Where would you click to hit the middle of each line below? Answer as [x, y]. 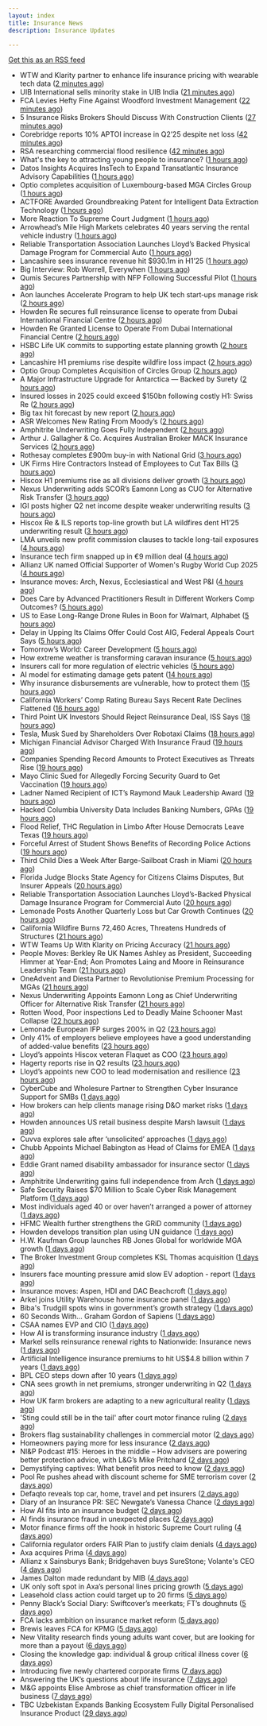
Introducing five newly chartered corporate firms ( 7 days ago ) [121, 1671]
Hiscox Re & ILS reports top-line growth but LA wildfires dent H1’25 [130, 523]
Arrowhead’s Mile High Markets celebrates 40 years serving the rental [134, 227]
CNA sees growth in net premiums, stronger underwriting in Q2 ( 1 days [135, 1384]
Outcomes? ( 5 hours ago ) [62, 607]
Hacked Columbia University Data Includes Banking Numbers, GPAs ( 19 [137, 810]
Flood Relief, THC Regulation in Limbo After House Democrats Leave [132, 826]
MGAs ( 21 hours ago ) [54, 987]
